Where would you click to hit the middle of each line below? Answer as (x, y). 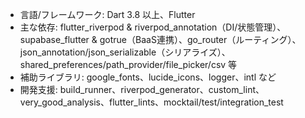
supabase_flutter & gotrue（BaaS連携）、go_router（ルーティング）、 (160, 39)
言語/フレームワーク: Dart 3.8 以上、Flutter (107, 14)
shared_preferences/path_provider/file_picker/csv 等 (128, 64)
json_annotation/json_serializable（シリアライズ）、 (125, 52)
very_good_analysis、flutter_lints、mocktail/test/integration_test (151, 102)
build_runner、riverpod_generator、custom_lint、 (162, 89)
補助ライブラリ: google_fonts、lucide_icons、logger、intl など (148, 77)
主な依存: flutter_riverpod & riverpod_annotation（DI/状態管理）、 (153, 27)
